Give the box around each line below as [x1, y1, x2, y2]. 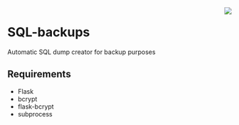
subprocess [17, 109, 53, 118]
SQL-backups [7, 24, 90, 40]
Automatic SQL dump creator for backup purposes [7, 48, 156, 56]
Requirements [7, 68, 71, 80]
